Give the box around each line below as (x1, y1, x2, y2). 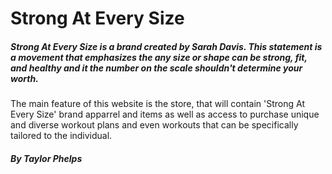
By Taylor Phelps (10, 152, 83, 164)
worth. (10, 72, 39, 84)
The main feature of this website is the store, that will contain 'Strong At (10, 98, 306, 110)
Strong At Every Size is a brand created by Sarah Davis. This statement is (10, 40, 323, 52)
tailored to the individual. (10, 130, 113, 142)
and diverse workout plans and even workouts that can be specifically (10, 119, 299, 131)
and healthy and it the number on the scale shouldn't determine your (10, 62, 303, 74)
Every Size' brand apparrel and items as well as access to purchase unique (10, 108, 320, 121)
